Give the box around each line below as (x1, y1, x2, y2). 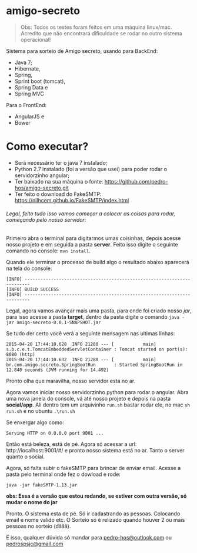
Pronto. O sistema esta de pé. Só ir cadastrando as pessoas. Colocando (6, 510, 181, 517)
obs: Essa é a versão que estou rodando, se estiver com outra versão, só (6, 492, 187, 499)
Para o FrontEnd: (6, 101, 47, 108)
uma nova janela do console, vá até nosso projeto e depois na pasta (6, 395, 171, 402)
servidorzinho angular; (14, 172, 70, 179)
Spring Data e (14, 84, 48, 91)
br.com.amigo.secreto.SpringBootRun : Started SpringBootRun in (6, 362, 183, 368)
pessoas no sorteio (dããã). (6, 522, 71, 530)
